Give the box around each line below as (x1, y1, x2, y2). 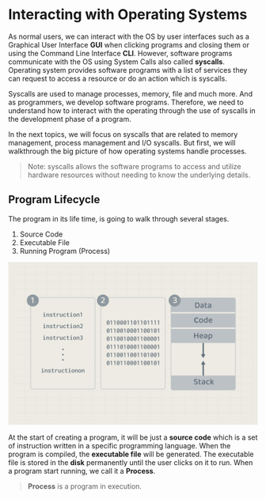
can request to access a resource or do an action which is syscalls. (8, 74, 227, 83)
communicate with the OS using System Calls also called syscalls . (8, 57, 226, 66)
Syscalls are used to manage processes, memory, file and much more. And (8, 89, 253, 98)
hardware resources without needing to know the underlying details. (27, 170, 251, 180)
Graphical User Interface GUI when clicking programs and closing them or (8, 40, 249, 49)
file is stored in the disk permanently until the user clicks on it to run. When (8, 457, 253, 467)
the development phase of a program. (8, 114, 132, 123)
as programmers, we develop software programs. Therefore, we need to (8, 97, 244, 107)
